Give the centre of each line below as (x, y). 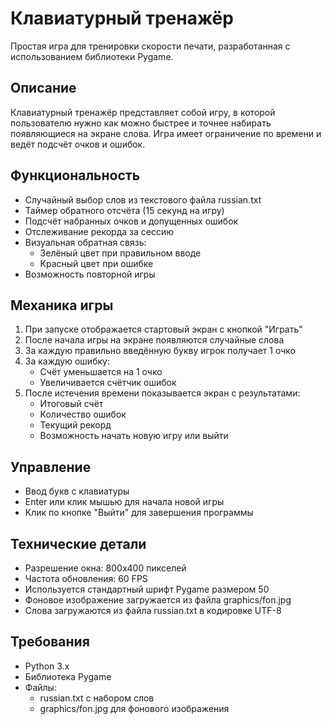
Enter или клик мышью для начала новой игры (124, 502)
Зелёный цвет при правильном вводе (120, 253)
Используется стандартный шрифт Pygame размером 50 (147, 589)
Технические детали (78, 543)
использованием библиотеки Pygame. (92, 56)
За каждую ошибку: (67, 361)
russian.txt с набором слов (97, 698)
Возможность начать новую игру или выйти (134, 436)
